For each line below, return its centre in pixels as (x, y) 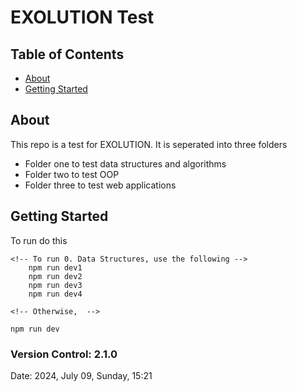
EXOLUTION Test (82, 17)
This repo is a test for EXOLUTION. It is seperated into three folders (149, 144)
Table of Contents (67, 54)
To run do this (39, 240)
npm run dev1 (55, 267)
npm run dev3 (55, 285)
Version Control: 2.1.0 (64, 354)
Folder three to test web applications (100, 185)
